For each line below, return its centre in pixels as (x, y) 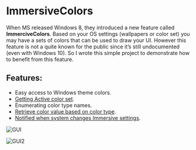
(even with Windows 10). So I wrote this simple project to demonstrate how (98, 53)
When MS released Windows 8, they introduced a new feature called (90, 27)
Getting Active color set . (44, 99)
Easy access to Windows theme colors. (63, 92)
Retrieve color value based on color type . (65, 111)
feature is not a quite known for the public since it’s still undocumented (93, 47)
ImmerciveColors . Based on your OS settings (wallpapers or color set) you (98, 33)
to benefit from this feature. (40, 59)
